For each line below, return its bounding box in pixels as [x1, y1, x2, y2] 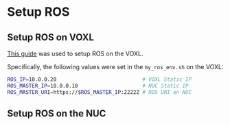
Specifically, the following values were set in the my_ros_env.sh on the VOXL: [7, 63, 224, 71]
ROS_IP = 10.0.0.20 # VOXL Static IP [7, 76, 192, 83]
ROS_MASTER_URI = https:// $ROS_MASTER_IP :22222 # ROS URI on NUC [7, 88, 192, 96]
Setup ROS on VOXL [7, 32, 95, 43]
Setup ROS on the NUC [7, 108, 106, 120]
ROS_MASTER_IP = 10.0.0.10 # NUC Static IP [7, 82, 189, 89]
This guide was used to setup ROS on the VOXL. [7, 49, 143, 58]
